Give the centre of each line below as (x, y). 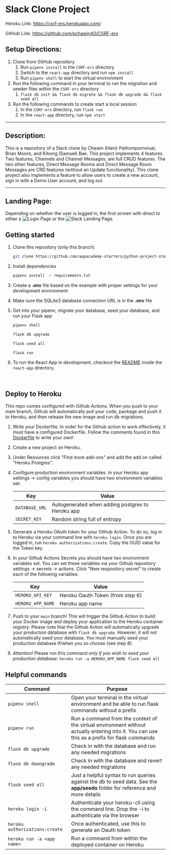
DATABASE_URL (31, 508)
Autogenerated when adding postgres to (100, 504)
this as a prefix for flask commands (113, 738)
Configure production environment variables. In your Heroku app (80, 473)
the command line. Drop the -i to (110, 809)
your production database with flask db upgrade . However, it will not (85, 632)
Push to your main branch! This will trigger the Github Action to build (84, 616)
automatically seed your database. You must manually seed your (80, 638)
